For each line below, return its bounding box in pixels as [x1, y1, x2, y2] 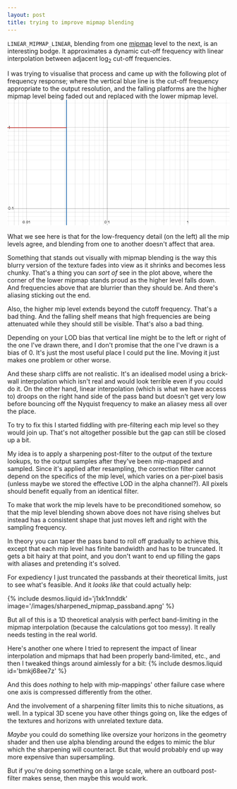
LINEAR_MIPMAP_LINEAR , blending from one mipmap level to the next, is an [7, 39, 218, 47]
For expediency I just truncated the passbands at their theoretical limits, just [7, 573, 228, 581]
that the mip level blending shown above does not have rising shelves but [7, 508, 221, 516]
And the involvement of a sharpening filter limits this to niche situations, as [7, 701, 224, 710]
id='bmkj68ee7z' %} [7, 666, 67, 675]
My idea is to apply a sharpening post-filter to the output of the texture [7, 449, 213, 458]
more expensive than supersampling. [7, 752, 115, 761]
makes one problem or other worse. [7, 355, 111, 364]
